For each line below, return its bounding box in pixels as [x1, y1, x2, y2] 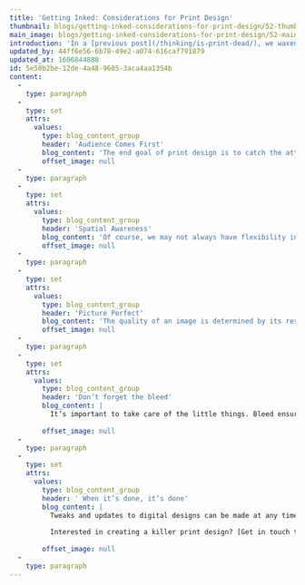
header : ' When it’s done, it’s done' [42, 493, 189, 503]
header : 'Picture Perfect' [42, 308, 144, 317]
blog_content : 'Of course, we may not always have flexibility [42, 232, 286, 241]
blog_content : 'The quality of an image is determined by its [42, 317, 282, 327]
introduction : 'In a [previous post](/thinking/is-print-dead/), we [9, 38, 274, 48]
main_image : [9, 30, 54, 39]
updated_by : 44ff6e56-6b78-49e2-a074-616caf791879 [9, 47, 205, 56]
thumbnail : [9, 22, 51, 31]
